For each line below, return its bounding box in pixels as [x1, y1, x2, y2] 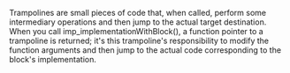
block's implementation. [9, 55, 97, 64]
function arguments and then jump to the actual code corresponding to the [9, 45, 281, 55]
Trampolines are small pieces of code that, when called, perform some [9, 8, 267, 18]
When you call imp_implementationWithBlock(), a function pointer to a [9, 26, 263, 36]
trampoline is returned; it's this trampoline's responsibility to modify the [9, 35, 270, 46]
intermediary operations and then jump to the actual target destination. [9, 17, 267, 27]
